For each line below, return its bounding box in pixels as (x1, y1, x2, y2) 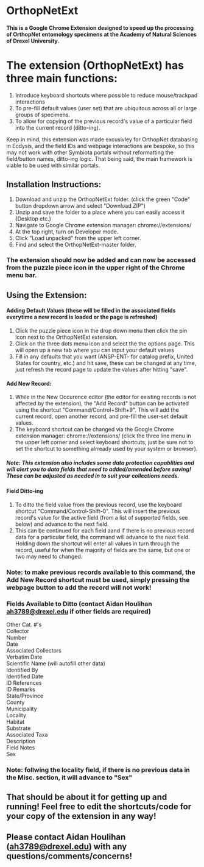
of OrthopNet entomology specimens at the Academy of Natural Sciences (6, 30, 197, 38)
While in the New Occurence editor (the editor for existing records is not (15, 394, 197, 401)
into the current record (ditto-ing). (15, 124, 100, 131)
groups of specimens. (15, 111, 71, 118)
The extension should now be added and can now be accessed (6, 256, 196, 264)
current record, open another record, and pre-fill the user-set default (15, 412, 188, 420)
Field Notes (6, 744, 35, 751)
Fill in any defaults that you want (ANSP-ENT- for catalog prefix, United (15, 353, 194, 360)
